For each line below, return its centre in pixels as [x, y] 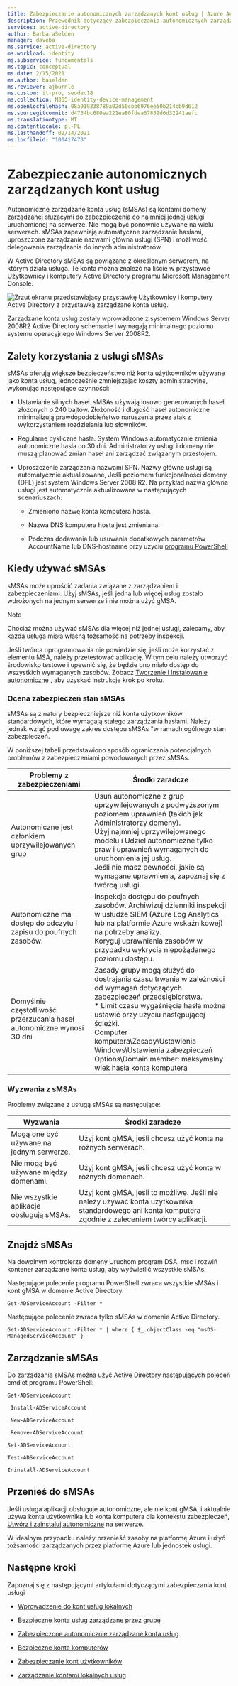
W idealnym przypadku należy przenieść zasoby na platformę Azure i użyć [116, 1538]
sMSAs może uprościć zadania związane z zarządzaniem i [93, 585]
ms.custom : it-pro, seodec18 [50, 93]
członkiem [28, 836]
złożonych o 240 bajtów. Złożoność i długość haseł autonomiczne [114, 410]
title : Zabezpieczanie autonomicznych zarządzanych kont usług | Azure [115, 14]
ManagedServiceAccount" [42, 1336]
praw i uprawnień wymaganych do [152, 850]
